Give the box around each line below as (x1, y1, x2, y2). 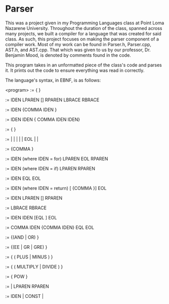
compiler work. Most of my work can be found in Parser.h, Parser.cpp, (5, 41, 152, 47)
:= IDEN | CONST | (5, 293, 44, 299)
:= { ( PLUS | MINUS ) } (5, 254, 53, 260)
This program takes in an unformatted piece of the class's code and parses (5, 62, 162, 68)
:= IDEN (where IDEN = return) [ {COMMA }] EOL (5, 185, 107, 191)
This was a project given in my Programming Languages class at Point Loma (5, 20, 164, 26)
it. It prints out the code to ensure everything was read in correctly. (5, 67, 145, 73)
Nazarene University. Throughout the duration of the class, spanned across (5, 25, 162, 31)
